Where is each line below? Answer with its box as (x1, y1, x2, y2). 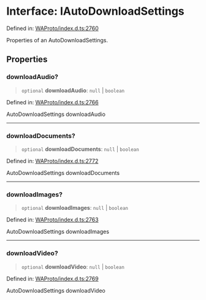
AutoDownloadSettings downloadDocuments (6, 169, 120, 176)
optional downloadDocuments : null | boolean (21, 145, 139, 153)
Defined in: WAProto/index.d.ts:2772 (6, 157, 99, 164)
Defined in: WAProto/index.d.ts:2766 (6, 98, 99, 106)
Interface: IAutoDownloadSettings (6, 4, 185, 18)
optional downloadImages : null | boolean (21, 204, 129, 212)
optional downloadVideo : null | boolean (21, 263, 124, 271)
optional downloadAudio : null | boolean (21, 87, 124, 94)
